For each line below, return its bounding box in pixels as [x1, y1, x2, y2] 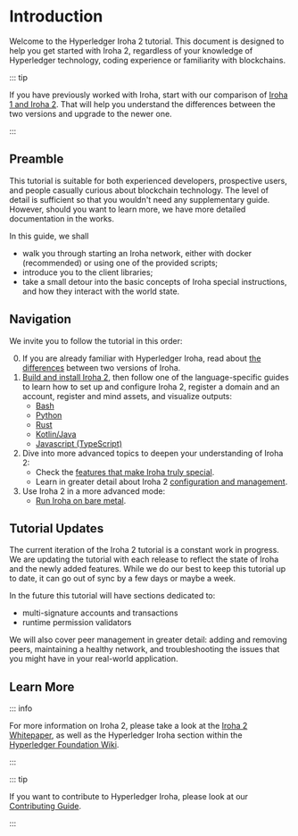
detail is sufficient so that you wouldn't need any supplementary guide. [9, 194, 270, 205]
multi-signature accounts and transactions [21, 607, 178, 618]
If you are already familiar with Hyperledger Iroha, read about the [21, 353, 261, 364]
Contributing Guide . [9, 801, 82, 812]
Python [35, 409, 62, 421]
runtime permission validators [21, 617, 132, 628]
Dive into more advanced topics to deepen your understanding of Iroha [21, 447, 284, 458]
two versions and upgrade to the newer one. [9, 108, 172, 119]
